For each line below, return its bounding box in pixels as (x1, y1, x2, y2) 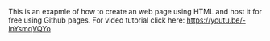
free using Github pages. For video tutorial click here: (8, 15, 185, 25)
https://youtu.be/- (186, 15, 246, 25)
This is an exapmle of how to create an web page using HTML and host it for (8, 7, 262, 16)
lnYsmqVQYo (8, 24, 51, 33)
